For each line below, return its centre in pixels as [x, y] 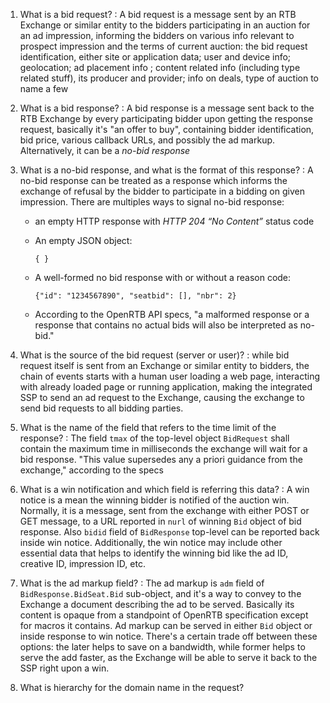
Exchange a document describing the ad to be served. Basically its [157, 604]
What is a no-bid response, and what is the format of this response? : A [166, 170]
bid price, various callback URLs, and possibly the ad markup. [147, 140]
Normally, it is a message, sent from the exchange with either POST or [164, 510]
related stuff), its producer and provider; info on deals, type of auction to [169, 78]
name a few [44, 88]
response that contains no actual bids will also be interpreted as [166, 325]
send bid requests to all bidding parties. [101, 408]
